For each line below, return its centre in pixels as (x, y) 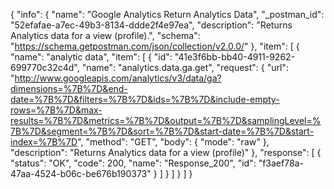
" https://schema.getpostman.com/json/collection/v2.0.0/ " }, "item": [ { (155, 46)
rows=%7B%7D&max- (56, 110)
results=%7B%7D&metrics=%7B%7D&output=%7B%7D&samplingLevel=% (166, 120)
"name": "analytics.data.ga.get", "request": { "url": (185, 67)
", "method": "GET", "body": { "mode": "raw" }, (173, 142)
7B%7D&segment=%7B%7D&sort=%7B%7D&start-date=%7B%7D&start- (162, 131)
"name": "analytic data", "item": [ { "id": (91, 57)
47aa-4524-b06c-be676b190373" (81, 173)
